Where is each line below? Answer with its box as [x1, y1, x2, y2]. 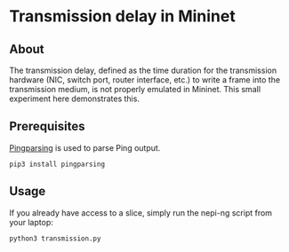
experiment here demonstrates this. [9, 93, 140, 104]
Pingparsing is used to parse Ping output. [9, 142, 161, 153]
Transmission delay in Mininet [9, 6, 236, 27]
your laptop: [9, 217, 53, 227]
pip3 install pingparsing [9, 160, 105, 169]
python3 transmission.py [9, 233, 101, 243]
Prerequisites [9, 119, 85, 134]
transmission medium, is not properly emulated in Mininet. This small [9, 84, 261, 94]
